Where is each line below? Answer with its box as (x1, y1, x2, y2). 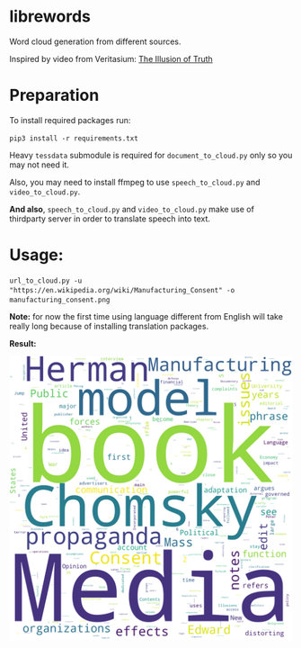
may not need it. (9, 159, 70, 170)
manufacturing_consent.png (9, 295, 111, 304)
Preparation (9, 85, 100, 105)
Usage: (9, 245, 65, 265)
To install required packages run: (9, 114, 131, 125)
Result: (9, 337, 37, 348)
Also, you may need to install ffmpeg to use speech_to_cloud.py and (9, 176, 261, 187)
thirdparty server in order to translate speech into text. (9, 213, 211, 224)
